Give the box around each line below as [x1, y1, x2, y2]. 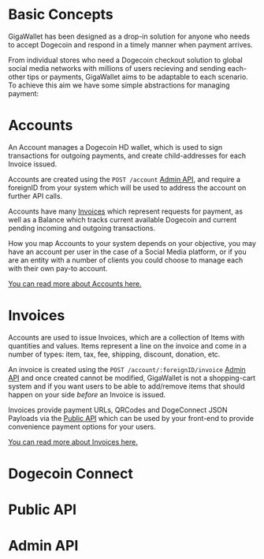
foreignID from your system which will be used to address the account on [8, 183, 247, 192]
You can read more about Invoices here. [8, 437, 138, 446]
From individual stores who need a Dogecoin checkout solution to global [8, 55, 243, 65]
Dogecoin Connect [8, 465, 134, 483]
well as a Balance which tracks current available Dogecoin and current [8, 214, 237, 224]
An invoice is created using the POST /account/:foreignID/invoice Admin [8, 364, 246, 374]
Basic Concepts [8, 6, 114, 24]
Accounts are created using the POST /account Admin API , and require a [8, 174, 241, 184]
